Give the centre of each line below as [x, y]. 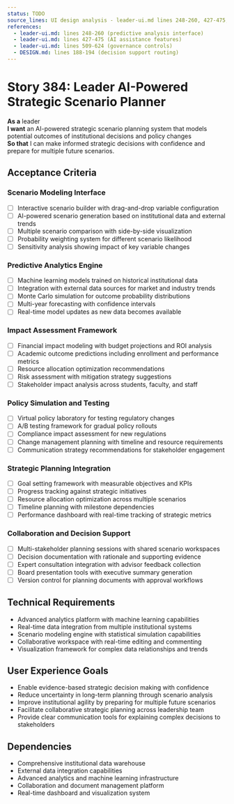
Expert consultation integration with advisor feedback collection [109, 564]
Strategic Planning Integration [59, 468]
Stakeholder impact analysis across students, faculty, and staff [108, 384]
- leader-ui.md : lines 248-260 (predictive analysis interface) [109, 33]
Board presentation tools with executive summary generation [105, 572]
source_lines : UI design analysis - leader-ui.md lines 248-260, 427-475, [118, 20]
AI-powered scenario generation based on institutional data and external [121, 215]
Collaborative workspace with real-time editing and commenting [109, 642]
